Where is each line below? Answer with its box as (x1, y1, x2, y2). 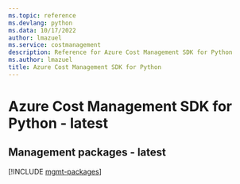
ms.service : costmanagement (8, 41, 102, 49)
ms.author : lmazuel (8, 56, 73, 64)
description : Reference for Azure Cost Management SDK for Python (8, 48, 233, 56)
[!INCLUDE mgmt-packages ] (8, 167, 102, 176)
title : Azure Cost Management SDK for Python (8, 63, 161, 71)
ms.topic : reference (8, 11, 77, 20)
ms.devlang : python (8, 19, 73, 27)
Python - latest (8, 114, 109, 132)
